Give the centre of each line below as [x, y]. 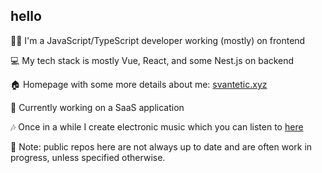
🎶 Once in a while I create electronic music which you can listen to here [157, 126]
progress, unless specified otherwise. [88, 157]
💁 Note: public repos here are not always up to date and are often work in [161, 146]
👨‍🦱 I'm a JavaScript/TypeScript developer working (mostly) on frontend [158, 40]
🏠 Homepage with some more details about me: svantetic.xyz [139, 84]
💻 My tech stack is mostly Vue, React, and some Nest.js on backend [152, 60]
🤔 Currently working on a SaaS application [97, 107]
